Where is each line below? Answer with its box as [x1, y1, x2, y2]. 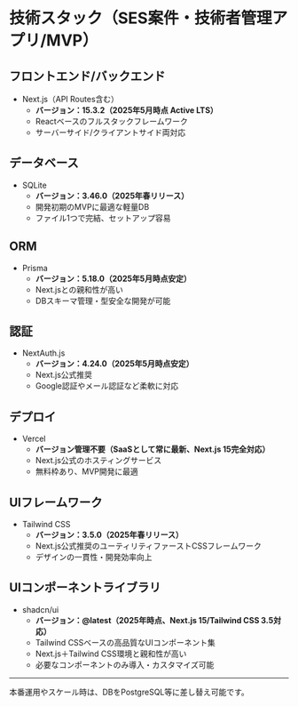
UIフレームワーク [9, 494, 103, 509]
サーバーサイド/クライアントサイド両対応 [35, 127, 186, 138]
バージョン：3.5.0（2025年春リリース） [35, 530, 184, 541]
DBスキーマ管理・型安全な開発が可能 [35, 295, 171, 306]
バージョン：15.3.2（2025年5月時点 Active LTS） [35, 105, 219, 116]
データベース [9, 156, 79, 171]
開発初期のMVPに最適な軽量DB [35, 201, 150, 212]
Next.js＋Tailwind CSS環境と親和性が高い [35, 648, 187, 659]
